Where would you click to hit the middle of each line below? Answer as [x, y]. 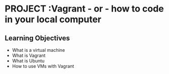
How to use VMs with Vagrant [43, 66]
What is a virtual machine [38, 50]
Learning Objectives [37, 38]
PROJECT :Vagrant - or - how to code [84, 9]
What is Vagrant [29, 55]
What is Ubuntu [28, 61]
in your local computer [53, 19]
